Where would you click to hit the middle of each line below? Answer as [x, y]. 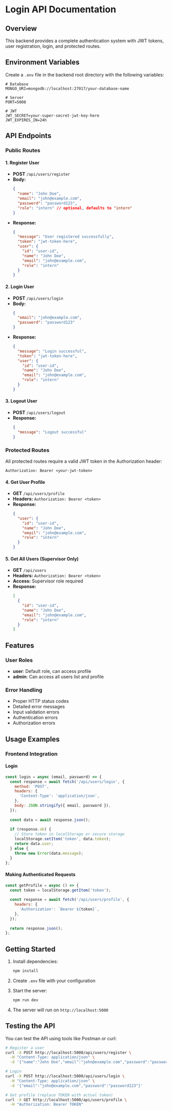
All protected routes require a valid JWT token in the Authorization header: [84, 461]
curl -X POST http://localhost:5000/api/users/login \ [65, 1076]
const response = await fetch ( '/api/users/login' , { [67, 782]
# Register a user [25, 1048]
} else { [19, 849]
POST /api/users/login [38, 298]
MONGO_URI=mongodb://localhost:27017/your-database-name [67, 88]
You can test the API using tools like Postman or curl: [61, 1038]
